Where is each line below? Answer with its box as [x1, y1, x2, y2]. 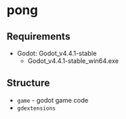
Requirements [6, 30, 70, 42]
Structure [6, 77, 51, 89]
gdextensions [16, 105, 56, 112]
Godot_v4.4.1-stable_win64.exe [27, 57, 119, 65]
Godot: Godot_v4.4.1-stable [16, 49, 97, 57]
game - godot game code [16, 96, 89, 104]
